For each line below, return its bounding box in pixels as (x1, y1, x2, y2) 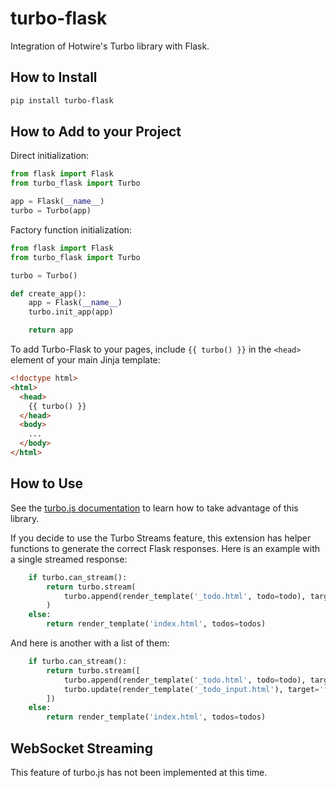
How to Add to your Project (10, 123, 182, 141)
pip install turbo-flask (10, 95, 114, 106)
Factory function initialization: (10, 223, 133, 236)
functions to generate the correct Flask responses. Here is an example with (10, 542, 321, 554)
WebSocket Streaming (10, 740, 153, 757)
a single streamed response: (10, 553, 128, 565)
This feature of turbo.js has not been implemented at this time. (10, 766, 268, 778)
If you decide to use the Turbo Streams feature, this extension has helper (10, 532, 312, 544)
